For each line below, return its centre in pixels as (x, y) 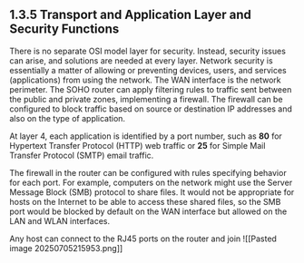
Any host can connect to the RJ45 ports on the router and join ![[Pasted (143, 239)
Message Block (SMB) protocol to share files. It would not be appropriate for (152, 192)
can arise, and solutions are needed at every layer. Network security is (142, 60)
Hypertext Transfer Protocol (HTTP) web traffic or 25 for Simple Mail (137, 145)
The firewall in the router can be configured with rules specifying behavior (148, 172)
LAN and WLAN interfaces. (60, 220)
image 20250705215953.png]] (66, 248)
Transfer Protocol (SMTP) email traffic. (82, 155)
